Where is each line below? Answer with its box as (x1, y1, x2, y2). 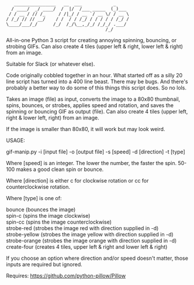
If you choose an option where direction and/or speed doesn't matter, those (6, 255, 189, 262)
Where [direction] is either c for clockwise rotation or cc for (6, 177, 149, 184)
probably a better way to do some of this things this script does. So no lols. (6, 84, 187, 91)
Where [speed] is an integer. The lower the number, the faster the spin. (6, 160, 177, 166)
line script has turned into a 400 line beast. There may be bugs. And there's (6, 78, 188, 85)
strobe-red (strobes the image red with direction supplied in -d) (6, 225, 159, 232)
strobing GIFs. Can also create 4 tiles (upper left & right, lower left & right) (6, 43, 183, 50)
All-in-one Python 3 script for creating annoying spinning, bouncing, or (6, 37, 177, 43)
